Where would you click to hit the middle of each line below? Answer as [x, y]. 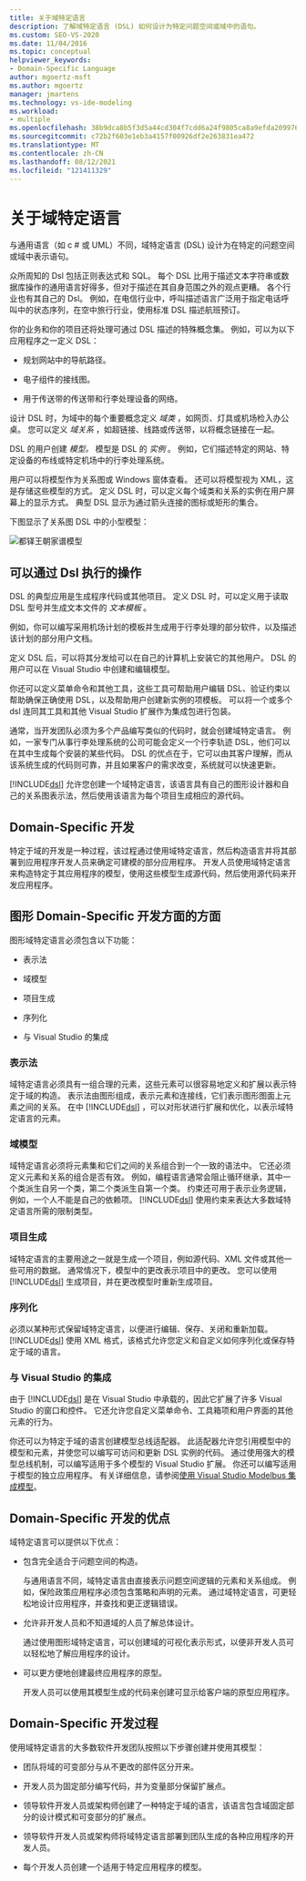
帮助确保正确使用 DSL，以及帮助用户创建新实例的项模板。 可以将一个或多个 [151, 700]
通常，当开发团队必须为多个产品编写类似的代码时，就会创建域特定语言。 [145, 731]
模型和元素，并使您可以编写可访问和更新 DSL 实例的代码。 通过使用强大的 [148, 1453]
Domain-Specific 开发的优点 [90, 1518]
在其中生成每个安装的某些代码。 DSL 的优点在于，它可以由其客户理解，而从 [151, 753]
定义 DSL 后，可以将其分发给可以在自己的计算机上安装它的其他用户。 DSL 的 [153, 658]
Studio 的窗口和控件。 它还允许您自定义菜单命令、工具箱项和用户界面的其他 [152, 1411]
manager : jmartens [44, 94]
